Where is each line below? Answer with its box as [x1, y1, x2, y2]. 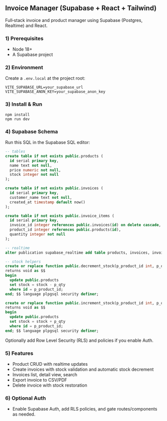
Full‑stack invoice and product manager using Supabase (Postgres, [5, 17, 143, 23]
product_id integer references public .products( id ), [9, 227, 121, 232]
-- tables [5, 149, 26, 154]
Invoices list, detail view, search [12, 371, 78, 378]
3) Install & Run [5, 101, 42, 108]
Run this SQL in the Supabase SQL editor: [5, 140, 90, 145]
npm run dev [5, 117, 30, 122]
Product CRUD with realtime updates [12, 361, 88, 367]
